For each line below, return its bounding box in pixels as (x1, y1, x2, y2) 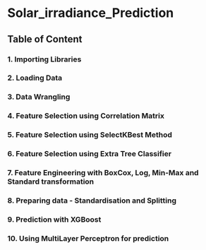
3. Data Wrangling (7, 92, 71, 102)
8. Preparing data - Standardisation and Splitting (7, 196, 177, 206)
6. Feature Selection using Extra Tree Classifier (7, 149, 171, 159)
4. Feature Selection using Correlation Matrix (7, 111, 164, 121)
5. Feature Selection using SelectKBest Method (7, 130, 173, 140)
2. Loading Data (7, 73, 63, 83)
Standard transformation (7, 177, 95, 186)
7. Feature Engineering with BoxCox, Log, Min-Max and (7, 168, 199, 178)
